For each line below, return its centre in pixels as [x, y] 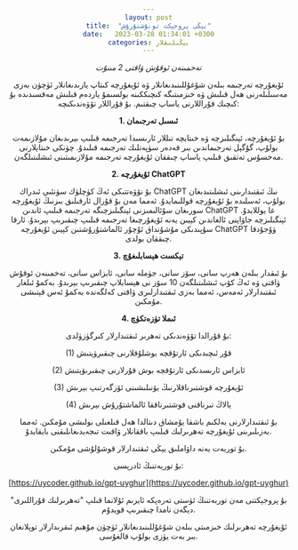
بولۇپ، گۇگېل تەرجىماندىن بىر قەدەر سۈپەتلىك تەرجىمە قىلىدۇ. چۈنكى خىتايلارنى [149, 147]
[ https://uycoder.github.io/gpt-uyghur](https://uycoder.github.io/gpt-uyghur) [149, 483]
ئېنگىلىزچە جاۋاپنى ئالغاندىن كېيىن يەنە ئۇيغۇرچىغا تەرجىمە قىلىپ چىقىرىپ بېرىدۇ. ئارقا [149, 219]
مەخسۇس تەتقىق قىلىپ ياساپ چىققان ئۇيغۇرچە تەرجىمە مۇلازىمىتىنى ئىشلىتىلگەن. [149, 157]
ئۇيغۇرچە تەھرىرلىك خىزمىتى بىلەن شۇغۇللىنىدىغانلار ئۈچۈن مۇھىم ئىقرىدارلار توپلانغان [149, 527]
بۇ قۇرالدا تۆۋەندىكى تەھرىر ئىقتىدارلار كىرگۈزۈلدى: [149, 336]
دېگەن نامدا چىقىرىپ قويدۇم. [149, 510]
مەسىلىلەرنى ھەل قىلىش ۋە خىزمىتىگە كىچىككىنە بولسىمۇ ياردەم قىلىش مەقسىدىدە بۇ [149, 94]
